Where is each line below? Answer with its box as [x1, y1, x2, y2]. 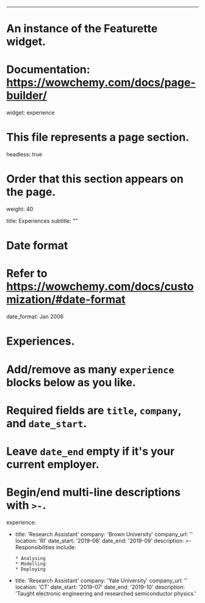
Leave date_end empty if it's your [6, 444, 175, 458]
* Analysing [15, 555, 46, 561]
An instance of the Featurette [6, 22, 158, 36]
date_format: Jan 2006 [6, 313, 64, 320]
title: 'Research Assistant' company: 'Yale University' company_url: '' [15, 577, 188, 584]
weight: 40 [6, 206, 34, 212]
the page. [6, 185, 56, 199]
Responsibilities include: [15, 543, 76, 551]
